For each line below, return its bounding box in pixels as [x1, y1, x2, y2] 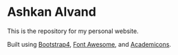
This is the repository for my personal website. [7, 27, 139, 35]
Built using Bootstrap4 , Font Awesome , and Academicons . [7, 40, 172, 48]
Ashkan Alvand [7, 4, 96, 20]
